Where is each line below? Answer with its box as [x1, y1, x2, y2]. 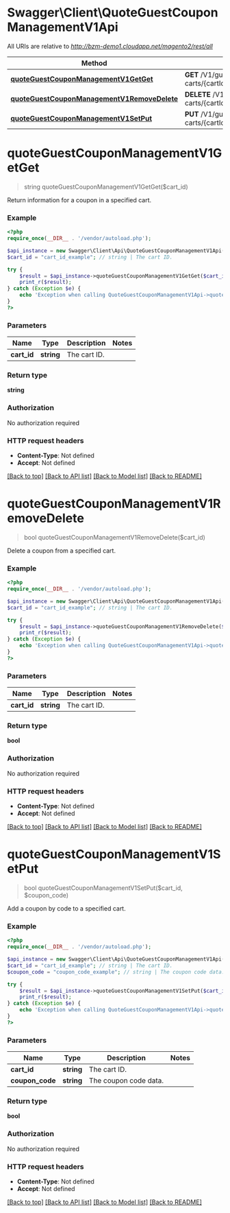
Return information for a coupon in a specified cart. [7, 195, 152, 204]
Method [81, 58, 107, 68]
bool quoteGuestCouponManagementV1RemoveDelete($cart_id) [23, 533, 205, 541]
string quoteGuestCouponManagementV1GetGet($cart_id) [23, 182, 188, 191]
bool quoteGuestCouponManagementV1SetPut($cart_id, [23, 883, 183, 892]
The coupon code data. [88, 1076, 164, 1085]
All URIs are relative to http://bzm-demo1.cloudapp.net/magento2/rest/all [7, 42, 214, 50]
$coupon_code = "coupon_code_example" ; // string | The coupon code [7, 968, 207, 975]
